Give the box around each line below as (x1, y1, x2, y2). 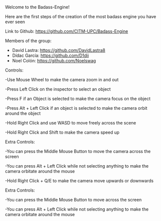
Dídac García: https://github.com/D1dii (12, 52, 89, 58)
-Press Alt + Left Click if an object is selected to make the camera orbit (5, 105, 147, 111)
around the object (5, 110, 41, 116)
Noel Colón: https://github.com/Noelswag (12, 58, 96, 63)
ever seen (5, 19, 25, 25)
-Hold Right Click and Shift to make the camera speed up (5, 129, 120, 135)
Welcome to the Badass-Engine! (5, 4, 70, 10)
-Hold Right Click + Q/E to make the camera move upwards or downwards (5, 178, 154, 183)
